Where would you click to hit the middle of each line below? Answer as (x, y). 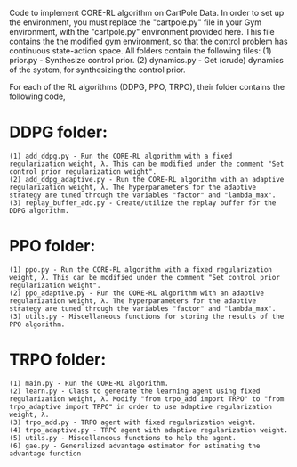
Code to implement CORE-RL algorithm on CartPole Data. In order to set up (147, 13)
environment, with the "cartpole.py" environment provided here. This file (142, 32)
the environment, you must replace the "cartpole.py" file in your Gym (136, 22)
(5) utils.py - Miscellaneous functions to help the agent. (123, 438)
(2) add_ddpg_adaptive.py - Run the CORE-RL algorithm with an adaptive (147, 179)
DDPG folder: (59, 132)
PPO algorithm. (37, 324)
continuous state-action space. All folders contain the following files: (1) (140, 51)
